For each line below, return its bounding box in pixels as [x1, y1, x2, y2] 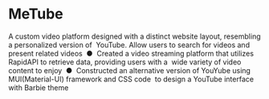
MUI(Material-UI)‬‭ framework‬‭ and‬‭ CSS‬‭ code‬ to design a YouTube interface [8, 74, 255, 84]
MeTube [8, 5, 63, 23]
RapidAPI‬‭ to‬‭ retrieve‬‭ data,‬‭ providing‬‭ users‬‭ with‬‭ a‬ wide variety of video [8, 57, 242, 67]
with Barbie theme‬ [8, 82, 69, 93]
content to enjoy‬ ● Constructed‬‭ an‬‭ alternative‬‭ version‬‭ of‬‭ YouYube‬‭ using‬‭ [8, 65, 251, 75]
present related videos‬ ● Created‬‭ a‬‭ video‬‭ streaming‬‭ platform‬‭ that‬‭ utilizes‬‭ [8, 48, 255, 58]
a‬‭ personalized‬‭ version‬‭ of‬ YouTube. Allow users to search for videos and [8, 39, 251, 49]
